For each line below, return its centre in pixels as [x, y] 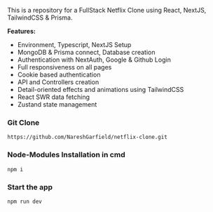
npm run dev [25, 201]
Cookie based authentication [59, 74]
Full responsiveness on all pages [64, 67]
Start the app [30, 187]
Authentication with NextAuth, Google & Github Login [94, 60]
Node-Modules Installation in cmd [66, 155]
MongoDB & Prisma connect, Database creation [86, 52]
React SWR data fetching [53, 97]
